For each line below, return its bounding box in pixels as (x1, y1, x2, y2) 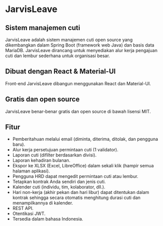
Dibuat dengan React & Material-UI (5, 67, 116, 76)
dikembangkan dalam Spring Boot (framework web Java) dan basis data (5, 42, 154, 48)
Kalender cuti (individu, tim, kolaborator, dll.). (12, 184, 105, 190)
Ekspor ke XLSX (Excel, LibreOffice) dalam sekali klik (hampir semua (12, 163, 154, 169)
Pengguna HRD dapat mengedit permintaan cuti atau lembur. (12, 173, 139, 179)
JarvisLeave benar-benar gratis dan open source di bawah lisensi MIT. (5, 108, 151, 114)
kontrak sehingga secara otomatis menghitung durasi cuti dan (12, 194, 141, 201)
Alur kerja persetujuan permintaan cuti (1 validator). (12, 147, 119, 153)
